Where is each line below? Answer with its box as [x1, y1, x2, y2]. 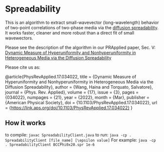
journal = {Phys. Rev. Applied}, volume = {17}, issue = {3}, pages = [5, 89, 139, 95]
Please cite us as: [5, 64, 41, 70]
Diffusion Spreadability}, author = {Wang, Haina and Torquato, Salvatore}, [5, 84, 153, 90]
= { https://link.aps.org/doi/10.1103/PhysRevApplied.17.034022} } [5, 105, 133, 111]
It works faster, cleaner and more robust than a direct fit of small [5, 30, 134, 36]
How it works [5, 119, 46, 127]
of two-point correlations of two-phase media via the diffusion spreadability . [5, 24, 159, 30]
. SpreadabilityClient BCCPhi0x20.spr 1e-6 [5, 142, 95, 147]
